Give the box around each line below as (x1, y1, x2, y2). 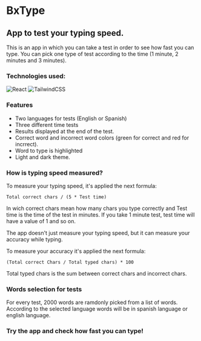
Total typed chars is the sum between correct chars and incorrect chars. (6, 269, 187, 277)
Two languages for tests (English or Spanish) (15, 115, 127, 122)
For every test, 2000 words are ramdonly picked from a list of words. (6, 299, 178, 306)
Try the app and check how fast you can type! (6, 327, 144, 336)
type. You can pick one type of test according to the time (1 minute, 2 (6, 50, 179, 58)
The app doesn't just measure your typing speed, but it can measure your (6, 229, 190, 237)
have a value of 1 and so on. (6, 217, 76, 225)
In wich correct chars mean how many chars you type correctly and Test (6, 204, 188, 212)
